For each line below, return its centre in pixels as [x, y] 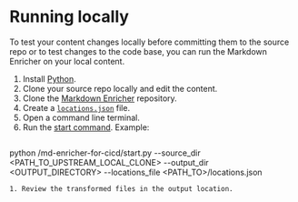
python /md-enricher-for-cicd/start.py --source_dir [105, 153]
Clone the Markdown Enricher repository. [99, 98]
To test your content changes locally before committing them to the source [149, 42]
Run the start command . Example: [86, 127]
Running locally [70, 17]
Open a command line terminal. [81, 117]
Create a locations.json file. [76, 107]
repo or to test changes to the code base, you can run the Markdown [139, 51]
